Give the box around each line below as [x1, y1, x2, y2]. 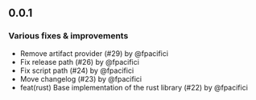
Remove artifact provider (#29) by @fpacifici [19, 48, 169, 58]
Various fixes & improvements [8, 30, 129, 42]
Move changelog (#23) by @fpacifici [19, 74, 142, 83]
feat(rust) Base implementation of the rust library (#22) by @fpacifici [19, 82, 248, 92]
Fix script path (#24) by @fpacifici [19, 66, 134, 75]
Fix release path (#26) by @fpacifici [19, 57, 139, 66]
